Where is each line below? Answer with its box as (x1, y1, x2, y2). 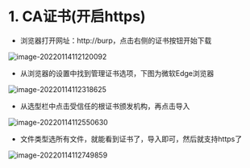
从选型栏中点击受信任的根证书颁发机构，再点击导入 (19, 101, 190, 111)
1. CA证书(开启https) (8, 7, 147, 26)
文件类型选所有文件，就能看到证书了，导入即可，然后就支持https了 (19, 134, 243, 144)
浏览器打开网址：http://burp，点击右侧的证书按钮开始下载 (19, 36, 212, 45)
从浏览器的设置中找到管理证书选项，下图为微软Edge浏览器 (19, 68, 215, 78)
